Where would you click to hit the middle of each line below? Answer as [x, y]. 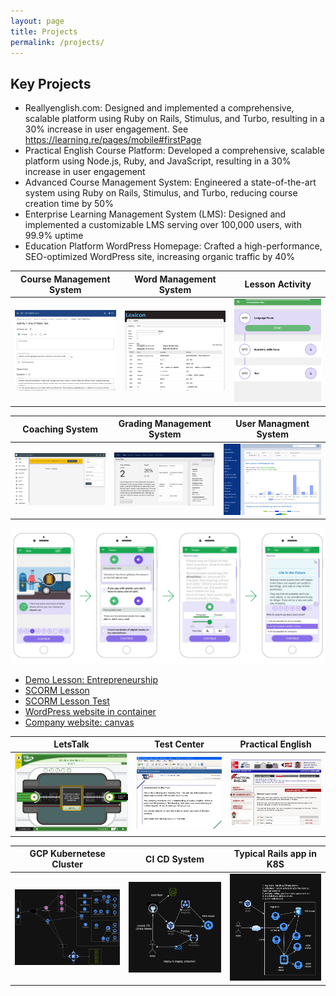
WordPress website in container [90, 711]
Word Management [175, 279]
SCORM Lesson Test [67, 701]
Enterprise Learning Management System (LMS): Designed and [155, 214]
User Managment [272, 424]
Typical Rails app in [275, 854]
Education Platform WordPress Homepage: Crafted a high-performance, [173, 246]
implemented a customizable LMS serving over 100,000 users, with [163, 225]
